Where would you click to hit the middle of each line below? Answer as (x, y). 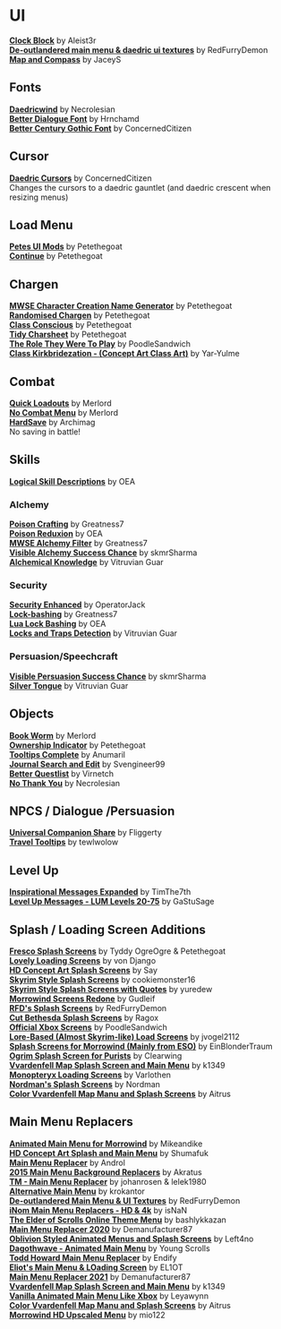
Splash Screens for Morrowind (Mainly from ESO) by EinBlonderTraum (141, 1046)
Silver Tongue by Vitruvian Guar (69, 685)
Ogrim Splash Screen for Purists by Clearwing (96, 1055)
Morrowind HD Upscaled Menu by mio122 (87, 1315)
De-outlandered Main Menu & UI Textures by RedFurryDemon (125, 1200)
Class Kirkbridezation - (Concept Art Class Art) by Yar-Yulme (124, 354)
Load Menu (41, 225)
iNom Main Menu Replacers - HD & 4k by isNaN (98, 1210)
